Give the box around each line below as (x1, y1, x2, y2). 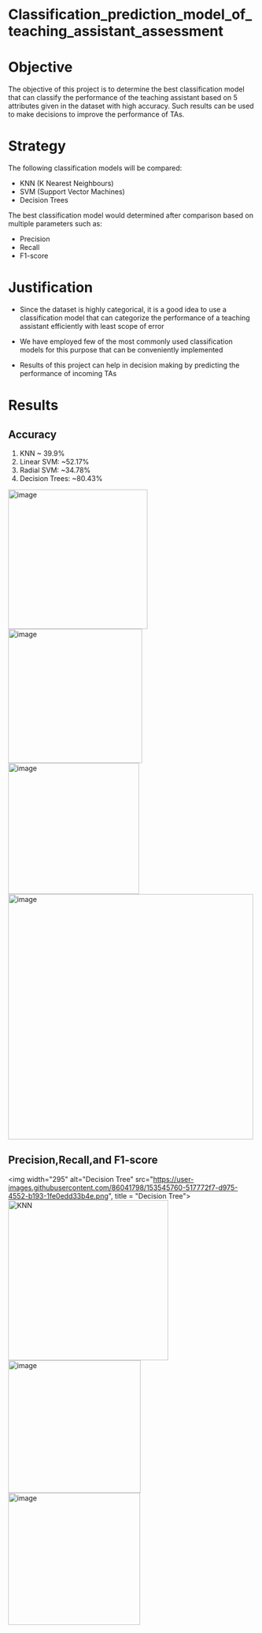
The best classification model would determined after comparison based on (8, 211, 254, 220)
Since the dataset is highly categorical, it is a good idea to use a (19, 305, 227, 314)
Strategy (8, 137, 67, 155)
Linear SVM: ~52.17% (19, 457, 90, 466)
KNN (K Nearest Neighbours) (19, 179, 114, 188)
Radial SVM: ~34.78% (19, 465, 91, 475)
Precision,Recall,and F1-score (8, 1154, 159, 1167)
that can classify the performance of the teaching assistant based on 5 (8, 93, 238, 103)
